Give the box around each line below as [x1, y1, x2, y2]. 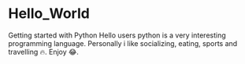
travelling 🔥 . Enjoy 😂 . [8, 47, 79, 56]
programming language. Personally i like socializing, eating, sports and [8, 38, 238, 48]
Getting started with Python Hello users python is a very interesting [8, 30, 226, 40]
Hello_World [8, 5, 91, 23]
